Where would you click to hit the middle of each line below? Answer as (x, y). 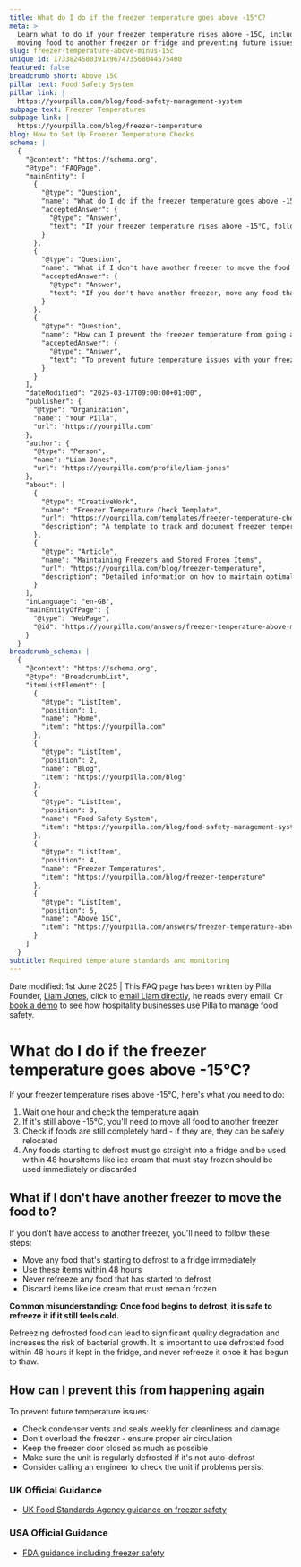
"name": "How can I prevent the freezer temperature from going (164, 335)
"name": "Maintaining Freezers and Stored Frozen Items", (152, 560)
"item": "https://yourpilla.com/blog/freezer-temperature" (154, 877)
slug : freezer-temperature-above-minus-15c (92, 51)
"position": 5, (70, 910)
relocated (40, 1141)
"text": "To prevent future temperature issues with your (159, 360)
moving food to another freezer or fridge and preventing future (142, 43)
